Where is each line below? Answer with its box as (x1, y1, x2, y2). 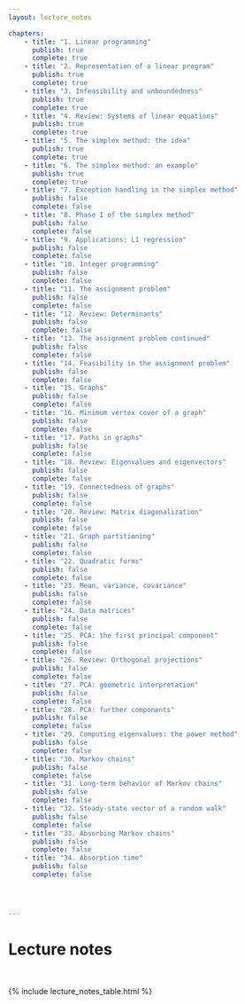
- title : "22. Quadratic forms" (24, 556, 143, 566)
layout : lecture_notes (8, 12, 92, 22)
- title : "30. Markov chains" (24, 755, 136, 764)
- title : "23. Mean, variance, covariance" (24, 582, 188, 591)
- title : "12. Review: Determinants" (24, 310, 164, 318)
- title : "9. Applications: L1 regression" (24, 235, 188, 244)
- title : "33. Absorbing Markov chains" (24, 828, 175, 838)
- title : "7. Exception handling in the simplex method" (24, 185, 239, 195)
